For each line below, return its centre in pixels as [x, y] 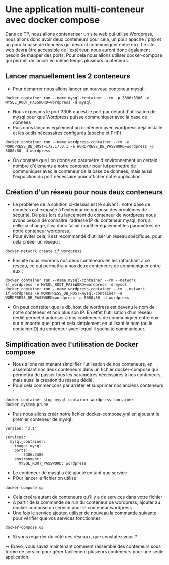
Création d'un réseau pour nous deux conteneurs [84, 192]
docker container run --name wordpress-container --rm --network [75, 289]
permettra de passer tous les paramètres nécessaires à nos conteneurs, [87, 375]
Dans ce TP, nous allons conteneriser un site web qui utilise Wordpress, [79, 34]
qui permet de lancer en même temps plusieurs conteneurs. [67, 60]
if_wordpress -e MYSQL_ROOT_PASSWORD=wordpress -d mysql [66, 285]
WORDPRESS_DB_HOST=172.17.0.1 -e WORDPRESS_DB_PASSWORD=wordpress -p [80, 146]
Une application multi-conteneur [75, 9]
